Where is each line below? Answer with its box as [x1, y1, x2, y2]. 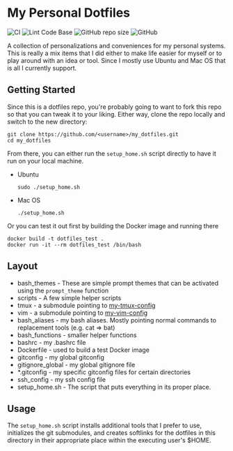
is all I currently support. [7, 64, 77, 72]
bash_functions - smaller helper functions [17, 330, 137, 339]
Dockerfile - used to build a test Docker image [17, 346, 150, 354]
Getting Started [7, 84, 76, 96]
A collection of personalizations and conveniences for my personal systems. [7, 41, 226, 50]
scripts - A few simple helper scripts [17, 293, 122, 302]
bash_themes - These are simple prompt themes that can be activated [17, 279, 219, 287]
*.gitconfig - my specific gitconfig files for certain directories [17, 368, 191, 376]
